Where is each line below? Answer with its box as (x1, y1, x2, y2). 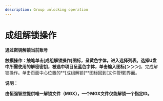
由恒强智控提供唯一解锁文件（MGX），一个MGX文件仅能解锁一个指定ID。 (5, 90, 152, 96)
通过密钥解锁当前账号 (5, 47, 48, 53)
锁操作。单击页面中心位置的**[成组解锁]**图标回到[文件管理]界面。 (5, 70, 140, 76)
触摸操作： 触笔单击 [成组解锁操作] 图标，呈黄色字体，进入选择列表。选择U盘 (5, 57, 157, 63)
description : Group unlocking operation (5, 7, 89, 12)
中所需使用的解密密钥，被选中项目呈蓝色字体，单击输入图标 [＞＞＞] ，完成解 (5, 63, 158, 69)
